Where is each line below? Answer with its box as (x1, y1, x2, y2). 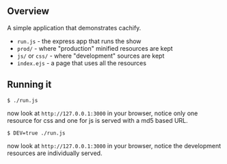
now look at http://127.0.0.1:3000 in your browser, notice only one (7, 109, 198, 117)
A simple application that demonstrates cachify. (7, 23, 142, 32)
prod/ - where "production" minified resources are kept (16, 44, 173, 52)
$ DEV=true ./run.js (7, 130, 66, 137)
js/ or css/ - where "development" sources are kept (16, 51, 165, 60)
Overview (7, 5, 50, 17)
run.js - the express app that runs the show (16, 37, 142, 45)
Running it (7, 79, 52, 91)
